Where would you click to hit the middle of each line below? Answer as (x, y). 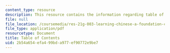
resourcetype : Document (30, 33)
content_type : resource (30, 10)
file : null (17, 19)
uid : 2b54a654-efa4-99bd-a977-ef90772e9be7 (52, 43)
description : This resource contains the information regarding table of (85, 15)
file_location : (21, 24)
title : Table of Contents (32, 38)
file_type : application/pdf (35, 29)
